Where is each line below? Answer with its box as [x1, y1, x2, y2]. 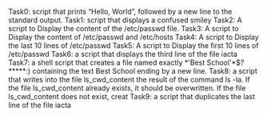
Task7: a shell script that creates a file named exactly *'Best [8, 58, 205, 67]
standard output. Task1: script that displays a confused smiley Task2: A [8, 15, 242, 25]
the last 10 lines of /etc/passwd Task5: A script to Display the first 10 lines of [8, 41, 259, 50]
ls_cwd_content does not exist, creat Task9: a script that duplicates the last [8, 92, 256, 101]
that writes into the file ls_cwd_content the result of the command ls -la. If [8, 75, 250, 84]
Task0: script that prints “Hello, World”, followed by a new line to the [8, 7, 233, 16]
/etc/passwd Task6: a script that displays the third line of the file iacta [8, 50, 238, 58]
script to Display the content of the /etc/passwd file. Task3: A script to [8, 24, 239, 33]
